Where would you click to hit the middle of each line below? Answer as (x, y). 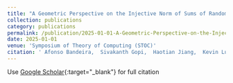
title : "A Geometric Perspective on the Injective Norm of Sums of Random (118, 13)
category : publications (42, 26)
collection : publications (44, 20)
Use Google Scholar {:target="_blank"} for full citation (83, 72)
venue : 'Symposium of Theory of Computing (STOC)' (82, 46)
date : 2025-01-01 (32, 39)
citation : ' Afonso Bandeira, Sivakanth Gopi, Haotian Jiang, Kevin (113, 53)
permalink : (23, 33)
